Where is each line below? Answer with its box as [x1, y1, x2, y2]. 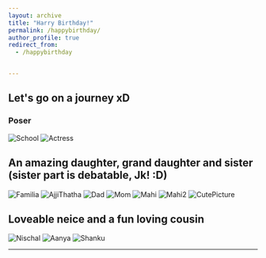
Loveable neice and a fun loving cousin [8, 212, 204, 226]
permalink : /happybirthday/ [8, 26, 101, 34]
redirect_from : [8, 41, 59, 49]
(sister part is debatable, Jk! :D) [8, 169, 168, 182]
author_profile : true [8, 33, 80, 42]
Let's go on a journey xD [8, 92, 131, 105]
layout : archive [8, 11, 62, 20]
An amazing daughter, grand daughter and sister [8, 156, 253, 170]
